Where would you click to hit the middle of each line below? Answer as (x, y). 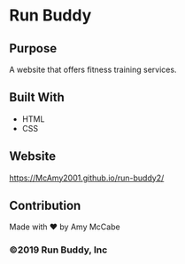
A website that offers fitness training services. (93, 69)
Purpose (33, 48)
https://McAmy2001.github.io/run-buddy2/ (87, 178)
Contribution (45, 206)
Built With (37, 97)
